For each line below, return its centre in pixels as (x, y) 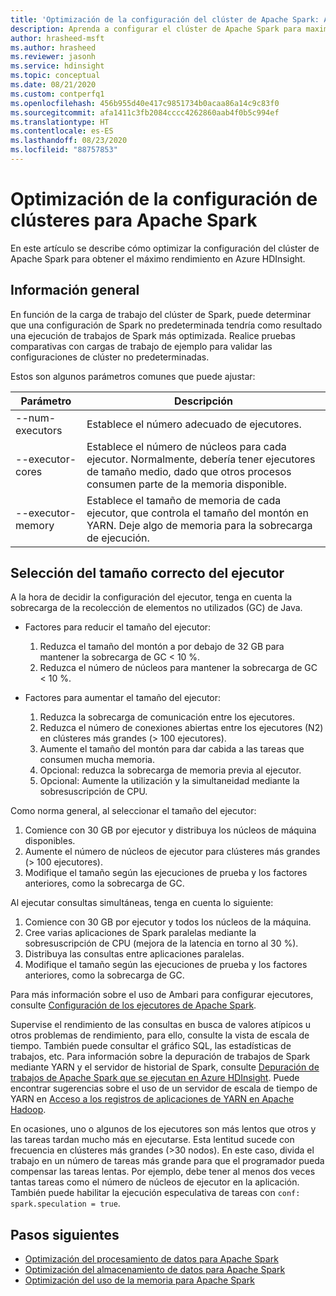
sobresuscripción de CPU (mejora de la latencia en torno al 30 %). (161, 943)
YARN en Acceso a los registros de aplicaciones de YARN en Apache (152, 1099)
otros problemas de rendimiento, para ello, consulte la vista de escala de (160, 1035)
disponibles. (50, 841)
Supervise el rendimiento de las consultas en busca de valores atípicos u (161, 1025)
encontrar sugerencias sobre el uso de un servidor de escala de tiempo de (164, 1088)
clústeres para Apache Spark (134, 220)
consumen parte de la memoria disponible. (186, 484)
